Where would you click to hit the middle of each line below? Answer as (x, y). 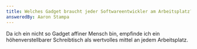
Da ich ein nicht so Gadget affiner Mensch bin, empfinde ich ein (83, 33)
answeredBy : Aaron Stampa (38, 17)
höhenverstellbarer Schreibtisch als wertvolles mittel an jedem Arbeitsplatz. (97, 40)
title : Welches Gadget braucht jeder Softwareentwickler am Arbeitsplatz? (99, 11)
